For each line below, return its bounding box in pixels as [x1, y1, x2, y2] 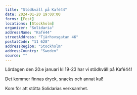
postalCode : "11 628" [5, 39, 50, 44]
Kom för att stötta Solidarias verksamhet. [5, 86, 89, 92]
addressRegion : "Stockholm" [5, 44, 63, 49]
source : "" [5, 53, 28, 58]
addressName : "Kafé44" [5, 30, 52, 35]
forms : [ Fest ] [5, 16, 35, 21]
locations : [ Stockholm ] [5, 21, 54, 26]
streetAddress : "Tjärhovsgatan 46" [5, 35, 79, 40]
